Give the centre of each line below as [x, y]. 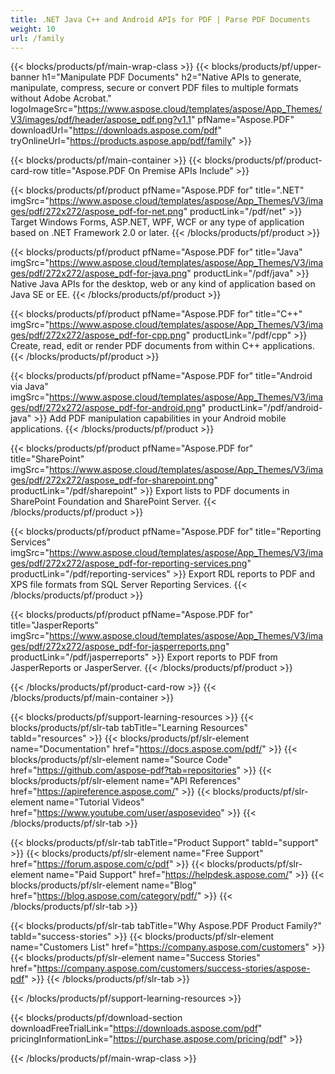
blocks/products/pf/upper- [266, 67]
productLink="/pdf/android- [265, 408]
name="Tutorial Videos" [95, 802]
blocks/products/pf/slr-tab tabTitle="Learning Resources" [129, 728]
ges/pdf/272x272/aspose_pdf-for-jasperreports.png [118, 647]
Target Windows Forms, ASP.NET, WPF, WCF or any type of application [157, 222]
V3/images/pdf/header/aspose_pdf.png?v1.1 [101, 120]
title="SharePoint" [47, 459]
